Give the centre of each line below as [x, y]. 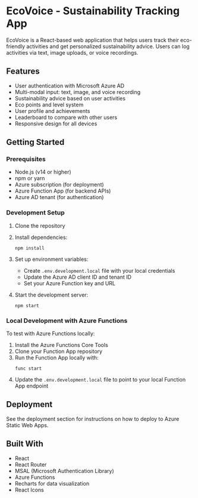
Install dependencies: [41, 237]
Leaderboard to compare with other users [66, 117]
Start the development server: [51, 295]
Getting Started [35, 142]
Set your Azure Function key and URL [70, 283]
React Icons [29, 490]
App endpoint [32, 386]
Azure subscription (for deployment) [59, 185]
